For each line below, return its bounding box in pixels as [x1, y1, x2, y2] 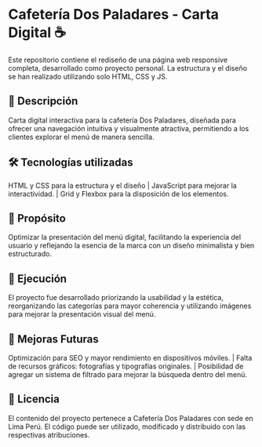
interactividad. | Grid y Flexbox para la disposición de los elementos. [8, 189, 229, 198]
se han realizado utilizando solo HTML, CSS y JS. [8, 71, 168, 81]
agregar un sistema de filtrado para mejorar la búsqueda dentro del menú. [8, 370, 248, 379]
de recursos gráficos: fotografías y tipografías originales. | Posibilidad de [8, 361, 244, 371]
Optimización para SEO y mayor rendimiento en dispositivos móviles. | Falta [8, 354, 253, 362]
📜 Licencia [8, 393, 60, 406]
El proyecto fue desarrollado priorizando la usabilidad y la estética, [8, 293, 224, 302]
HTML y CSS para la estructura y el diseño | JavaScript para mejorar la [8, 181, 237, 190]
